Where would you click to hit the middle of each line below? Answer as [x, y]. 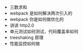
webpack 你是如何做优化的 [37, 19]
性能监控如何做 [25, 43]
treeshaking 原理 [27, 37]
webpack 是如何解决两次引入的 [41, 13]
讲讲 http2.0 [22, 25]
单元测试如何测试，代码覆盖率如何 [44, 31]
